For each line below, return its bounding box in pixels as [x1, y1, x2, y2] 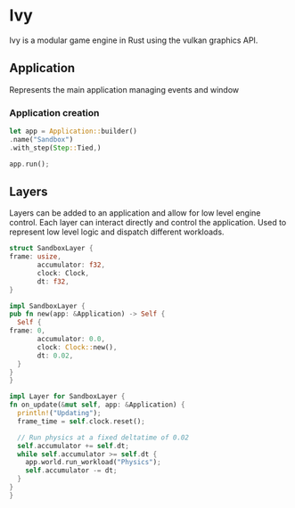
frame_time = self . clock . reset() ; [17, 416, 145, 426]
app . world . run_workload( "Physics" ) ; [25, 458, 162, 467]
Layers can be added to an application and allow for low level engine [9, 208, 261, 218]
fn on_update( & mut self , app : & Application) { [9, 400, 185, 410]
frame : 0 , [9, 326, 46, 335]
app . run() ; [9, 160, 50, 168]
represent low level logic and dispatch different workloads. [9, 226, 225, 237]
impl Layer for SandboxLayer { [9, 392, 126, 401]
